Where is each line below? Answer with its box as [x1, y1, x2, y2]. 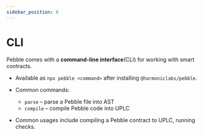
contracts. [6, 62, 33, 69]
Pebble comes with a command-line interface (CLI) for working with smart [6, 56, 195, 63]
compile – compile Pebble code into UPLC [24, 104, 130, 112]
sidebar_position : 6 [6, 9, 59, 15]
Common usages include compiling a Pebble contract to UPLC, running [15, 116, 195, 123]
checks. [15, 123, 36, 130]
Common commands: [15, 86, 70, 93]
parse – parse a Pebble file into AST [24, 98, 115, 105]
